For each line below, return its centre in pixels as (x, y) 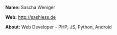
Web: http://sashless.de (31, 17)
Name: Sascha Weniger (30, 7)
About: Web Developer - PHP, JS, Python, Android (58, 27)
